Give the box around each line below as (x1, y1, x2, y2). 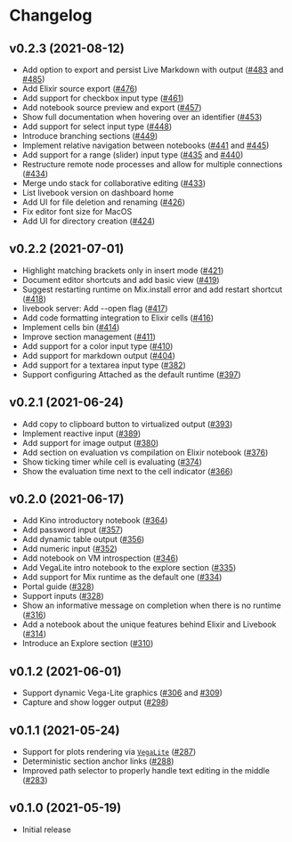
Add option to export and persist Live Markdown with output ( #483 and (21, 64, 284, 75)
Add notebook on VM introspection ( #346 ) (21, 553, 179, 563)
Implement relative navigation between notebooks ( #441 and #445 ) (21, 140, 270, 150)
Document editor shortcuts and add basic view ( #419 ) (21, 274, 220, 285)
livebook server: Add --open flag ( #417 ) (21, 303, 168, 313)
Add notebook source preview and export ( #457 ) (21, 102, 202, 112)
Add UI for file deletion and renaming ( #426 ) (21, 197, 185, 207)
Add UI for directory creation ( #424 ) (21, 215, 156, 226)
